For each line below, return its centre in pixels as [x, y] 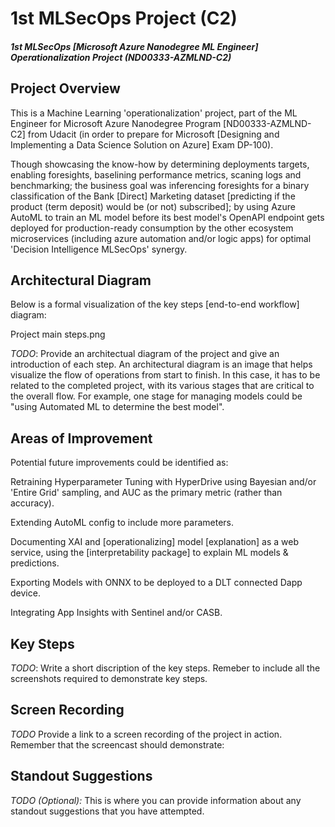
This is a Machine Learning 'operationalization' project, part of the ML [154, 113]
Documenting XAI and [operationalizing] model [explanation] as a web [155, 542]
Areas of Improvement [81, 438]
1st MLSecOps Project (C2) [124, 18]
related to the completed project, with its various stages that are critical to [162, 386]
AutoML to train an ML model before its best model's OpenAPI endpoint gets [167, 217]
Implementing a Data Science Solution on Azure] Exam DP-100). [142, 144]
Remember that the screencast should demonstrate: [117, 744]
